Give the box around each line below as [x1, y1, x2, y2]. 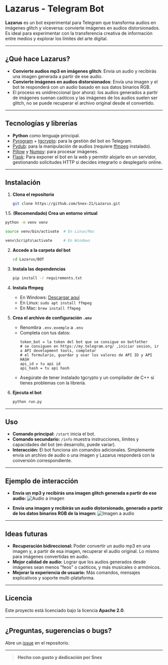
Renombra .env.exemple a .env [19, 324, 83, 330]
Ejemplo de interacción [5, 477, 78, 485]
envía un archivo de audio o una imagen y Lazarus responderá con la [12, 452, 155, 458]
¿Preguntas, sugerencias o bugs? [5, 626, 112, 635]
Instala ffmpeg [12, 284, 44, 290]
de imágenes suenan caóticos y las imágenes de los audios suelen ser [12, 95, 158, 101]
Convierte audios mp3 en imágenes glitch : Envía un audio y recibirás [12, 68, 156, 74]
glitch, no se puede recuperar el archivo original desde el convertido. [12, 100, 155, 106]
